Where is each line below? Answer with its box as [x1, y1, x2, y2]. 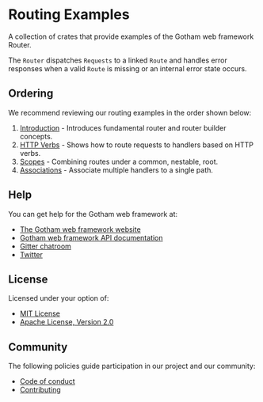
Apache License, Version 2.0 [19, 317, 114, 327]
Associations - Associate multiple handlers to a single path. [19, 165, 214, 175]
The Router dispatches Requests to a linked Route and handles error [8, 55, 227, 65]
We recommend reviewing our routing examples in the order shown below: [8, 108, 252, 117]
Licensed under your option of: [8, 294, 109, 303]
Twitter [19, 249, 44, 259]
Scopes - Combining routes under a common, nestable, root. [19, 157, 219, 166]
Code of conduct [19, 377, 75, 386]
